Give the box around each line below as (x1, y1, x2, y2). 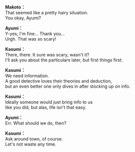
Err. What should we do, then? (5, 120, 67, 126)
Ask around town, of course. (5, 136, 63, 142)
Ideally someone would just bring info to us (5, 99, 93, 105)
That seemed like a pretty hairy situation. (5, 10, 89, 16)
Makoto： (5, 4, 26, 10)
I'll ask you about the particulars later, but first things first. (5, 57, 123, 63)
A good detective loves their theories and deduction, (5, 78, 112, 84)
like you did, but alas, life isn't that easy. (5, 104, 87, 110)
